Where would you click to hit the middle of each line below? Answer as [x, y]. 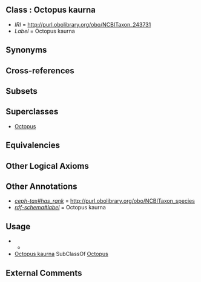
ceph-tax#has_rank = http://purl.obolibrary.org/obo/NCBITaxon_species [104, 201]
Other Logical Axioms [47, 166]
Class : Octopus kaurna [51, 10]
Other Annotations [41, 186]
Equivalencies [33, 146]
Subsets [21, 91]
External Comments [44, 273]
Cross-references [40, 70]
